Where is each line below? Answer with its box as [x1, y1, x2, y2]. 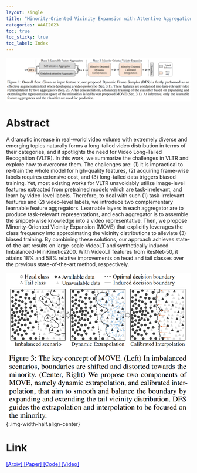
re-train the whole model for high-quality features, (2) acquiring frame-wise [6, 167, 189, 175]
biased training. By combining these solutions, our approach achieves [6, 236, 175, 243]
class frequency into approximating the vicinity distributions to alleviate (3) [6, 230, 186, 237]
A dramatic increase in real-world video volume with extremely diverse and [6, 136, 188, 143]
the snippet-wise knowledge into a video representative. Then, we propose [6, 217, 188, 224]
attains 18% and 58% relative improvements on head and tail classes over [6, 254, 185, 261]
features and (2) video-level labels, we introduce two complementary [6, 199, 174, 206]
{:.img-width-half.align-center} [6, 421, 80, 428]
